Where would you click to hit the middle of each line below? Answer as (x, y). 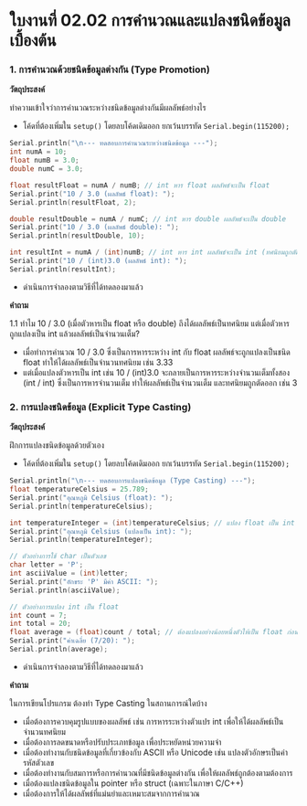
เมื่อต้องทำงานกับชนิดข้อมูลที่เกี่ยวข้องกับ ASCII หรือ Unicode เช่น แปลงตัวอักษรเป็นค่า (155, 752)
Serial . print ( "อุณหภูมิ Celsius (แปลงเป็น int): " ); (101, 531)
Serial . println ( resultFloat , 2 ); (73, 202)
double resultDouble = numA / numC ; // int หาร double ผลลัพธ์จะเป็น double (148, 219)
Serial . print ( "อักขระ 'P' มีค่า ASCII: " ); (84, 581)
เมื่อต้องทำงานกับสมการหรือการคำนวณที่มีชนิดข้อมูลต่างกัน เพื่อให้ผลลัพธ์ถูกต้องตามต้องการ (158, 772)
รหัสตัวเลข (38, 762)
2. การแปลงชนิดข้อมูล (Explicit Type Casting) (101, 407)
